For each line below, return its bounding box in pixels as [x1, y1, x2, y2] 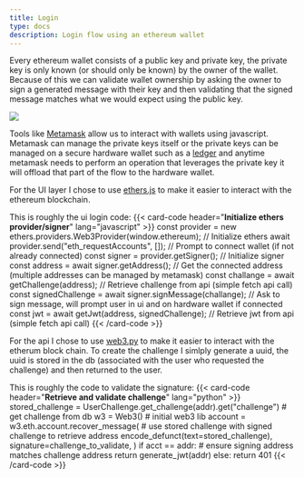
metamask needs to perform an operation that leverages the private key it [9, 157, 285, 168]
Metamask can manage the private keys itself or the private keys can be [9, 138, 279, 149]
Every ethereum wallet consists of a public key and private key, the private [9, 55, 288, 66]
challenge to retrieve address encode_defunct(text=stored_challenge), [9, 431, 273, 442]
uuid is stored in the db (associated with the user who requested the [9, 355, 265, 366]
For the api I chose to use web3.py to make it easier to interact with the [9, 335, 275, 346]
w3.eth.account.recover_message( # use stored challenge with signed [9, 421, 272, 432]
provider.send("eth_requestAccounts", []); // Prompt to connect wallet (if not [9, 241, 295, 252]
